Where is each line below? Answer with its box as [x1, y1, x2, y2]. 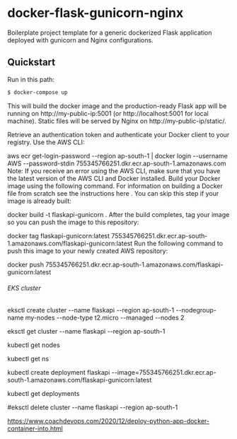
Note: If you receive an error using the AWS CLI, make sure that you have [7, 166, 221, 175]
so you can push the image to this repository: [7, 218, 139, 226]
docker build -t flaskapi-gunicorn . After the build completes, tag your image [7, 210, 230, 218]
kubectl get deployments [7, 389, 80, 397]
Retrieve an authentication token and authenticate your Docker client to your [7, 130, 230, 139]
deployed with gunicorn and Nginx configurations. [7, 35, 154, 44]
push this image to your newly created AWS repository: [7, 246, 168, 255]
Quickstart [7, 57, 56, 69]
